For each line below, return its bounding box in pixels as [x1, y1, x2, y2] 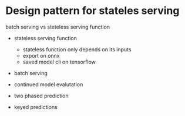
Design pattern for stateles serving [5, 4, 180, 17]
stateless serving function [14, 34, 78, 41]
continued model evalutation [14, 80, 83, 88]
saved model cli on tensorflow [22, 58, 96, 65]
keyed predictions [14, 103, 58, 110]
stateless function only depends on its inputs [22, 45, 132, 53]
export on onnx [22, 52, 60, 59]
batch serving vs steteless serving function [5, 23, 110, 30]
